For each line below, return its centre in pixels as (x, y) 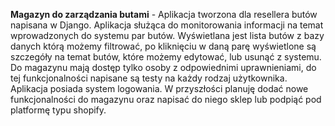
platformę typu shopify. (58, 110)
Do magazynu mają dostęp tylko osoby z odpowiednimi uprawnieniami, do (163, 67)
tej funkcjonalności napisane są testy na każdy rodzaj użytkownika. (149, 78)
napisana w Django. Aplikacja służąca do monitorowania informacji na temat (167, 25)
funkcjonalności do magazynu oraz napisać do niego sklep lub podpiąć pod (166, 99)
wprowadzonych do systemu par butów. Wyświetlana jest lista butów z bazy (167, 35)
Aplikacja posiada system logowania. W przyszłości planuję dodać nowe (159, 88)
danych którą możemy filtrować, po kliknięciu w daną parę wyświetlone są (163, 46)
